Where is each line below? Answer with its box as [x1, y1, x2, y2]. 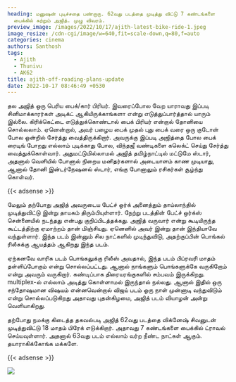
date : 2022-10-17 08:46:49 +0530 [7, 82, 106, 89]
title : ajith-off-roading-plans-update [7, 75, 125, 83]
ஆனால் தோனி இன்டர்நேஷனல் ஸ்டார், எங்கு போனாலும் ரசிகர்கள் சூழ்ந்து [7, 165, 203, 173]
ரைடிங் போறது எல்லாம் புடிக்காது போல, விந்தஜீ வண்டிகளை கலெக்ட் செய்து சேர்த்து [7, 141, 229, 150]
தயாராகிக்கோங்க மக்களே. [7, 339, 79, 348]
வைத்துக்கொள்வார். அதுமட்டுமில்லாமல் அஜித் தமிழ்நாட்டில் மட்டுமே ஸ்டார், [7, 149, 211, 158]
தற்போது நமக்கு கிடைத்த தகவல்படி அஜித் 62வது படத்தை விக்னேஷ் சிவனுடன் [7, 316, 216, 324]
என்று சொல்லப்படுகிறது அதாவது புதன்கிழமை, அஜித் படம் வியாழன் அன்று [7, 293, 208, 303]
